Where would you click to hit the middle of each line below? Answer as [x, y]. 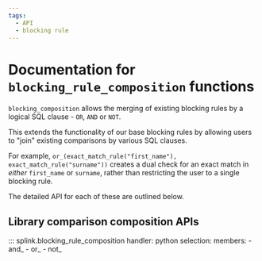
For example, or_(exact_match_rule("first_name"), [92, 156]
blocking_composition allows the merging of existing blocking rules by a [126, 109]
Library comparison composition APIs [104, 222]
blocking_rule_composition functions [131, 86]
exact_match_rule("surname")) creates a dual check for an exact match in [129, 164]
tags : [17, 15]
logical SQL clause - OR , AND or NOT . [65, 117]
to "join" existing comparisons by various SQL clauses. [98, 140]
